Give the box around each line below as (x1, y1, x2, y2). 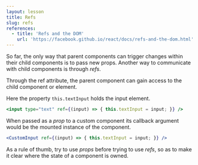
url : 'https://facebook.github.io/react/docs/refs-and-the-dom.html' (17, 36, 194, 42)
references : (6, 25, 36, 32)
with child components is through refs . (6, 66, 101, 72)
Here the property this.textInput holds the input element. (6, 95, 151, 102)
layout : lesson (6, 8, 44, 15)
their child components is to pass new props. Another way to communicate (6, 59, 191, 66)
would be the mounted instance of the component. (6, 123, 132, 130)
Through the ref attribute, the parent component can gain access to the (6, 77, 182, 84)
